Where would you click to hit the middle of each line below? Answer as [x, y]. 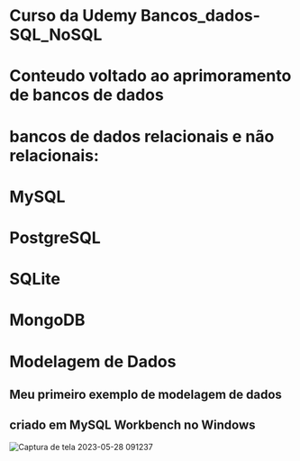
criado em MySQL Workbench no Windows [132, 425]
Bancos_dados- [200, 16]
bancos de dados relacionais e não [142, 136]
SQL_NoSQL [56, 35]
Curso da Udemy [73, 16]
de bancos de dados [86, 95]
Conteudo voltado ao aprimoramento [150, 76]
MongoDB [47, 320]
